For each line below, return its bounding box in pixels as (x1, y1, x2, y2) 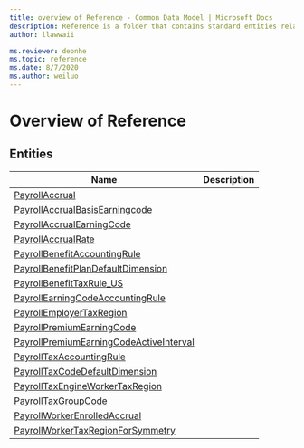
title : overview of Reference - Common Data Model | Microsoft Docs (9, 13, 273, 23)
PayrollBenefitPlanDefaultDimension (14, 262, 168, 274)
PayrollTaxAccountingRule (14, 350, 127, 363)
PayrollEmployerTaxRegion (14, 306, 128, 319)
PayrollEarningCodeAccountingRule (14, 291, 166, 304)
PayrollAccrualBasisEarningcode (14, 203, 153, 215)
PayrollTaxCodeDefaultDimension (14, 365, 157, 377)
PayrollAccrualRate (14, 233, 95, 245)
